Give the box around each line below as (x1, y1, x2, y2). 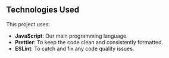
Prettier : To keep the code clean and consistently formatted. (14, 38, 164, 45)
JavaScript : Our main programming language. (14, 32, 128, 39)
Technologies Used (6, 5, 79, 15)
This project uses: (6, 20, 51, 28)
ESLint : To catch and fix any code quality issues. (14, 45, 134, 52)
